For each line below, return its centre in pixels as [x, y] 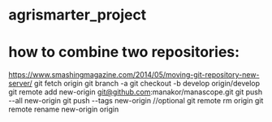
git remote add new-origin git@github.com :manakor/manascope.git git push [135, 92]
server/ [20, 84]
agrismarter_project [78, 15]
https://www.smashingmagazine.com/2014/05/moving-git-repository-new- [134, 75]
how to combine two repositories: [124, 52]
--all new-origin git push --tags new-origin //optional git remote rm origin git [136, 101]
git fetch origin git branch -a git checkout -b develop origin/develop [147, 84]
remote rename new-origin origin [64, 109]
